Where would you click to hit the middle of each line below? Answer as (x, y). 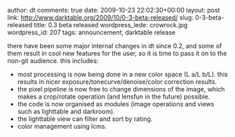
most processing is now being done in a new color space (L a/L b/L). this (122, 74)
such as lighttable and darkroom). (66, 111)
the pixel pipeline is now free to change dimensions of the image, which (121, 89)
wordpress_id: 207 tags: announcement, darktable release (92, 32)
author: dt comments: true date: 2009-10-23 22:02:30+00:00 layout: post (114, 10)
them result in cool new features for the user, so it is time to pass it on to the (117, 53)
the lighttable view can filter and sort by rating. (85, 119)
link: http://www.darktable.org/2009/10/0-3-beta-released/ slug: (101, 17)
